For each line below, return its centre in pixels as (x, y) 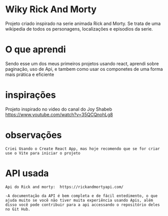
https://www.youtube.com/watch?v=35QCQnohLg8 (59, 114)
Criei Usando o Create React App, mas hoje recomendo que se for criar (82, 149)
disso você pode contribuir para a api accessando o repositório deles (82, 205)
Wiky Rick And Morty (51, 9)
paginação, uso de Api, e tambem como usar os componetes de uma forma (84, 69)
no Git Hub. (18, 209)
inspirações (31, 95)
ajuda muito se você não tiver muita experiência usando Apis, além (79, 200)
